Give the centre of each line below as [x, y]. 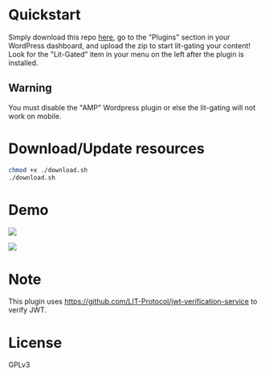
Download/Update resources [106, 149]
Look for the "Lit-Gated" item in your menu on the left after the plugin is [126, 54]
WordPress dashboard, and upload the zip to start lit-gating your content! [130, 45]
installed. [23, 63]
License [35, 343]
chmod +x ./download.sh [48, 170]
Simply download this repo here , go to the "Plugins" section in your [119, 37]
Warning [30, 88]
